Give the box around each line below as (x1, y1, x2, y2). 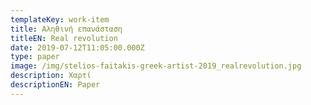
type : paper (10, 52, 60, 62)
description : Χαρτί (10, 71, 92, 81)
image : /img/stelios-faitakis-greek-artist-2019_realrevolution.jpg (10, 61, 302, 71)
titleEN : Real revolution (10, 33, 118, 43)
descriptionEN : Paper (10, 80, 101, 90)
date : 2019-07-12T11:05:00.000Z (10, 42, 145, 53)
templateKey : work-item (10, 14, 110, 25)
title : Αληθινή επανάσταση (10, 24, 123, 34)
